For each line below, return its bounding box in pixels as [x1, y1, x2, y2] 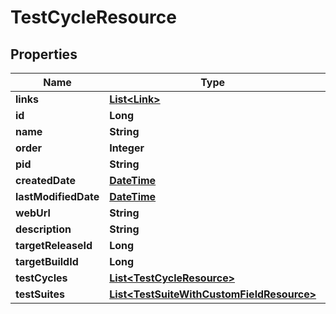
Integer [109, 141, 145, 155]
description [15, 222, 72, 236]
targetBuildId [15, 255, 79, 268]
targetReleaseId [15, 239, 93, 252]
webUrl [15, 206, 51, 220]
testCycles [15, 271, 68, 285]
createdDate [15, 174, 76, 187]
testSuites [15, 287, 66, 301]
